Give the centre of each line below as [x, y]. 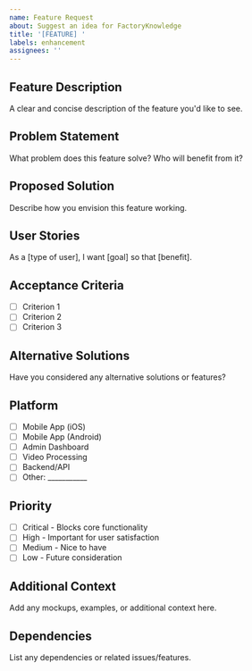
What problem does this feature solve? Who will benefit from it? [126, 158]
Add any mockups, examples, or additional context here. [113, 608]
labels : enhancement [48, 42]
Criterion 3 [42, 327]
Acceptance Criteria [67, 285]
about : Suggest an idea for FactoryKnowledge [95, 26]
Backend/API [46, 467]
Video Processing [55, 457]
